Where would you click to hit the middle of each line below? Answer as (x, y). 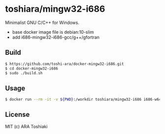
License (17, 115)
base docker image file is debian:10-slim (53, 32)
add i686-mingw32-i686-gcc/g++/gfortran (56, 37)
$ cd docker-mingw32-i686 (31, 68)
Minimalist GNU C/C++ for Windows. (42, 22)
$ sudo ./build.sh (24, 73)
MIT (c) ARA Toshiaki (26, 126)
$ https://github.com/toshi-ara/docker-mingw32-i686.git (65, 64)
